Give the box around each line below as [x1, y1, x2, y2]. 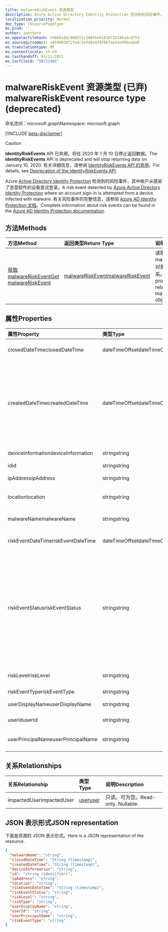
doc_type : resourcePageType [5, 21, 64, 27]
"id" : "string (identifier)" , [9, 871, 72, 876]
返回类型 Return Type [64, 240, 114, 247]
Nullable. [118, 800, 139, 807]
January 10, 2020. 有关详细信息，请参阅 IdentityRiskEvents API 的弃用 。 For [5, 162, 160, 168]
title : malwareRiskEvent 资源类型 [5, 7, 74, 13]
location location [7, 493, 45, 500]
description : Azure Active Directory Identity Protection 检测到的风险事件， [5, 12, 164, 17]
